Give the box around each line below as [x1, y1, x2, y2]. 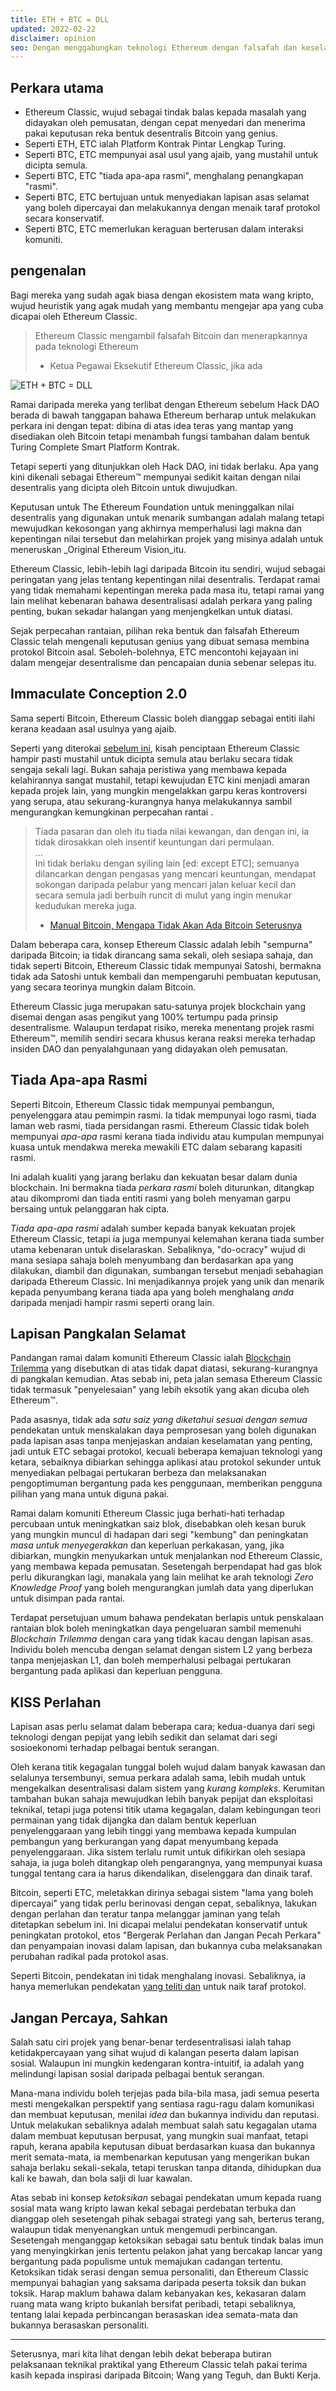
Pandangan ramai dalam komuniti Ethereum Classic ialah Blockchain [10, 1352, 292, 1364]
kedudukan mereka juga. [34, 899, 138, 911]
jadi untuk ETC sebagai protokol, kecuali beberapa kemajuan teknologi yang [10, 1446, 323, 1458]
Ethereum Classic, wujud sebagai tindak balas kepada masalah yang [24, 106, 307, 118]
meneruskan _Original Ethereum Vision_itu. [10, 543, 187, 555]
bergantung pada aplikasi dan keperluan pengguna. [10, 1665, 223, 1677]
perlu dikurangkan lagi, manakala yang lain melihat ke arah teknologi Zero [10, 1571, 314, 1583]
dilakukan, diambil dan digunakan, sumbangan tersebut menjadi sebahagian [10, 1264, 324, 1276]
